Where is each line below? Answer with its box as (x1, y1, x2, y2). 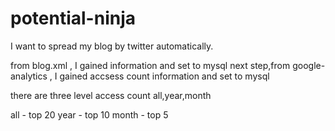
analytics (10, 70, 48, 82)
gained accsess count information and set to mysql (59, 70, 270, 82)
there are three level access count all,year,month (10, 89, 212, 101)
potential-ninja (10, 7, 136, 30)
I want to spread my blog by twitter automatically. (10, 40, 214, 52)
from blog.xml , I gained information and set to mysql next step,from (10, 59, 291, 71)
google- (292, 59, 326, 71)
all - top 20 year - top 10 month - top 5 (10, 108, 169, 121)
